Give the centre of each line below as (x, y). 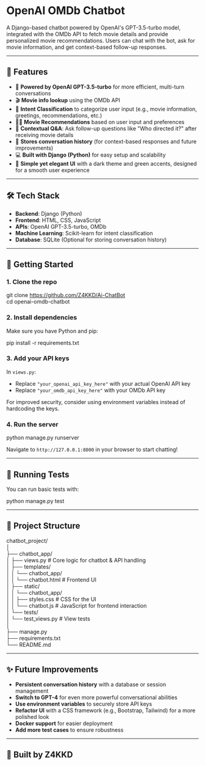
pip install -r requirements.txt (43, 342)
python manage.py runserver (43, 438)
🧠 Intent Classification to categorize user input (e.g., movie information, (106, 109)
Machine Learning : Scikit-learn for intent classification (84, 233)
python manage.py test (35, 501)
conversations (33, 93)
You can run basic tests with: (43, 489)
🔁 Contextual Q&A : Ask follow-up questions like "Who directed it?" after (106, 128)
